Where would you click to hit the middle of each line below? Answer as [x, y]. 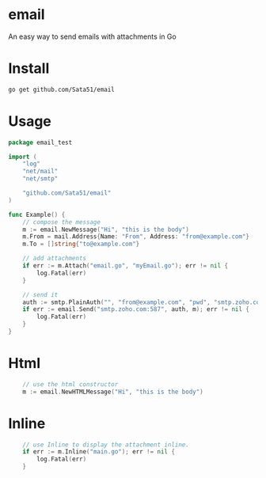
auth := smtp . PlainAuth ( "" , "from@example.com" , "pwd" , [117, 302]
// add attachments [55, 259]
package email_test [40, 142]
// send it [40, 294]
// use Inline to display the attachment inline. [106, 445]
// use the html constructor [70, 384]
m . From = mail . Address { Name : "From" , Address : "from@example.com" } [136, 237]
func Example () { [37, 214]
